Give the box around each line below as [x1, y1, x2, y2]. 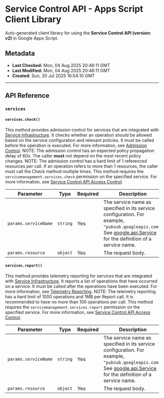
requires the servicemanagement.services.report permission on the [5, 304, 140, 310]
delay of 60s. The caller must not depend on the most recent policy [5, 153, 142, 159]
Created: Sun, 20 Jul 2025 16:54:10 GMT [12, 72, 95, 79]
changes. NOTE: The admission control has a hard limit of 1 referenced [5, 158, 147, 164]
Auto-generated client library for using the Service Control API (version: [5, 30, 151, 36]
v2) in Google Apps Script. [5, 35, 59, 41]
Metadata [5, 49, 35, 58]
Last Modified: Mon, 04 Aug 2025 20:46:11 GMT [12, 67, 110, 73]
